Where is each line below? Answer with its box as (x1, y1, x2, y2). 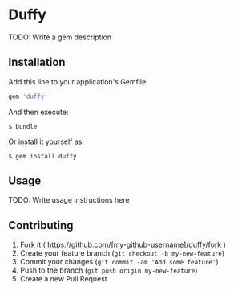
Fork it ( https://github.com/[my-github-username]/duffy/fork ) (19, 240, 227, 250)
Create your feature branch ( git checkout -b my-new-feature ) (19, 248, 225, 258)
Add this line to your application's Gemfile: (8, 76, 148, 86)
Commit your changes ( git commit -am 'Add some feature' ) (19, 257, 219, 267)
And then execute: (8, 107, 69, 117)
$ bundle (8, 122, 38, 130)
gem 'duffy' (8, 92, 48, 100)
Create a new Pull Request (19, 274, 108, 284)
